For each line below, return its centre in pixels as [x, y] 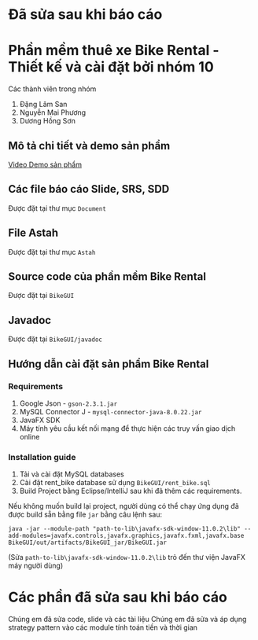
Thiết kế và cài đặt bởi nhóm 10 [111, 67]
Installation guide [42, 457]
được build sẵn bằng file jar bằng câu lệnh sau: [85, 515]
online [29, 436]
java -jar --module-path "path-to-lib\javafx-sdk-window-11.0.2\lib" [125, 529]
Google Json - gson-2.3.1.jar [68, 403]
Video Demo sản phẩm [45, 164]
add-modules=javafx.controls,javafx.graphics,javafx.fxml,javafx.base [126, 536]
